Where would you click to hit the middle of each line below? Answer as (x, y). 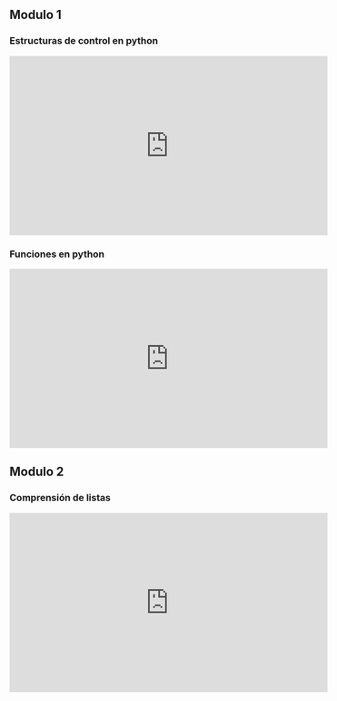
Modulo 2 (37, 472)
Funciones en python (57, 254)
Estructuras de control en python (84, 41)
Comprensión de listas (60, 498)
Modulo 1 (35, 15)
